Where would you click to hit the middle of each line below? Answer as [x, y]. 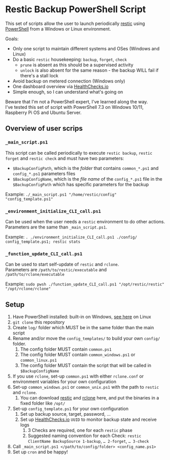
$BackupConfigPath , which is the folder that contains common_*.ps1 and [86, 168]
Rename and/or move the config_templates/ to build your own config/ [86, 338]
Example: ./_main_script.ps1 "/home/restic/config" [61, 194]
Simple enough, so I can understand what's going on [68, 92]
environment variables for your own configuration [64, 382]
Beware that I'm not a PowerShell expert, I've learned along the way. [77, 102]
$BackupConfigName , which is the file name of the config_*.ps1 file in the [87, 179]
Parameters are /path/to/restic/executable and [56, 270]
